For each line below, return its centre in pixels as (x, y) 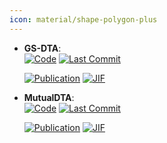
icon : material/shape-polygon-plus (83, 19)
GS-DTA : (42, 48)
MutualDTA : (49, 97)
